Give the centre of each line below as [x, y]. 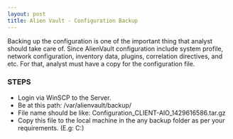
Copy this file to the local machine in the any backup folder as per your [121, 120]
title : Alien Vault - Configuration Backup [73, 21]
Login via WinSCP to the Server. [64, 98]
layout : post [27, 14]
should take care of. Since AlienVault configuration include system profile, [115, 48]
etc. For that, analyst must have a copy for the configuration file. [101, 63]
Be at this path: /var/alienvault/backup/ [75, 105]
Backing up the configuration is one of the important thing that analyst [110, 41]
